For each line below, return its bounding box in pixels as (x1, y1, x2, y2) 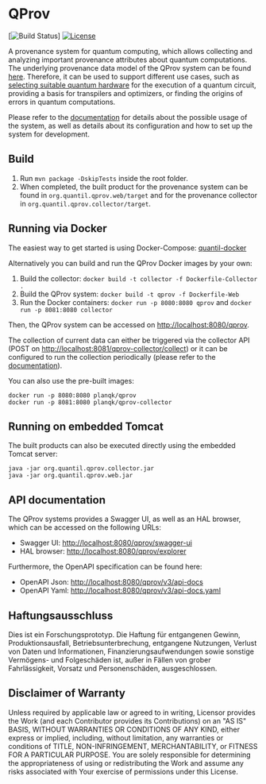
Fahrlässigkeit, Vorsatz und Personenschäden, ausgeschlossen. (8, 664, 218, 673)
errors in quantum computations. (8, 97, 116, 106)
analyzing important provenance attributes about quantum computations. (8, 55, 248, 64)
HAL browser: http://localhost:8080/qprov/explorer (19, 546, 187, 556)
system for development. (8, 129, 90, 139)
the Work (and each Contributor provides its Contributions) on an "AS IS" (8, 716, 247, 725)
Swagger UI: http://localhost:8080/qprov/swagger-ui (19, 538, 193, 548)
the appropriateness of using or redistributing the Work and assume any (8, 758, 245, 767)
